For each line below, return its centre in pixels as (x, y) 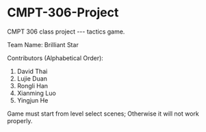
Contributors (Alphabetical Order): (55, 58)
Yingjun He (33, 100)
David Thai (32, 71)
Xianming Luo (36, 93)
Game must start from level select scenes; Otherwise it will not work (103, 114)
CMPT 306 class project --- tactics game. (66, 31)
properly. (20, 120)
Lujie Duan (32, 78)
